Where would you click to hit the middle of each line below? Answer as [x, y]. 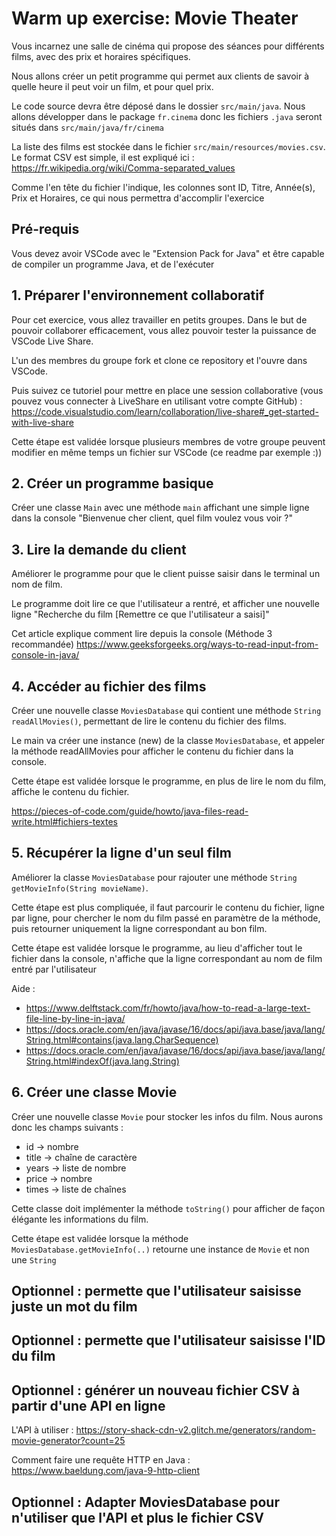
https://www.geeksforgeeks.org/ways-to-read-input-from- [197, 644]
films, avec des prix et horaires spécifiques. [101, 56]
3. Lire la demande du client [99, 549]
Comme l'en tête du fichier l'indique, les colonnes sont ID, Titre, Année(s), [163, 187]
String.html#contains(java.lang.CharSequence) [122, 1039]
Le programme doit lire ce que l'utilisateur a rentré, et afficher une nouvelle [165, 604]
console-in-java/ [45, 655]
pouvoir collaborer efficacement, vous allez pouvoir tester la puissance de [164, 330]
